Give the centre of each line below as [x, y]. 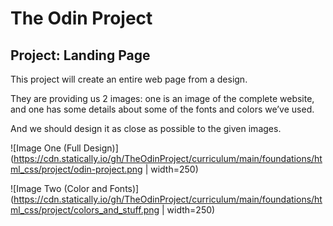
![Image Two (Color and [59, 188]
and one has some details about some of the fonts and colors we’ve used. [162, 109]
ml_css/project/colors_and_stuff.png [85, 210]
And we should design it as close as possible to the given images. [146, 128]
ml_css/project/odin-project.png [76, 169]
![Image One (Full [46, 148]
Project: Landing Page [80, 55]
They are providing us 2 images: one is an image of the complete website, [162, 98]
